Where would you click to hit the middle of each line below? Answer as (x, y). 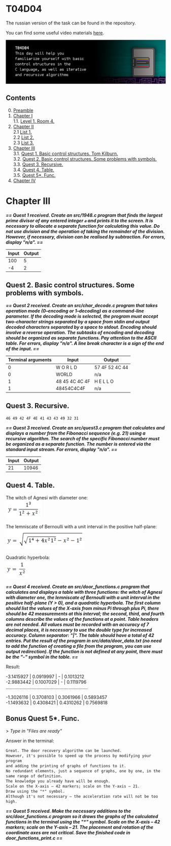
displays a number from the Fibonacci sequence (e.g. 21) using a (76, 433)
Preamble (23, 110)
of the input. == (23, 348)
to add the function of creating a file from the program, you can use (79, 646)
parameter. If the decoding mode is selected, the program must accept (82, 316)
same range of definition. (34, 776)
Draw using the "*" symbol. (36, 791)
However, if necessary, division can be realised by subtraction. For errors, (85, 236)
